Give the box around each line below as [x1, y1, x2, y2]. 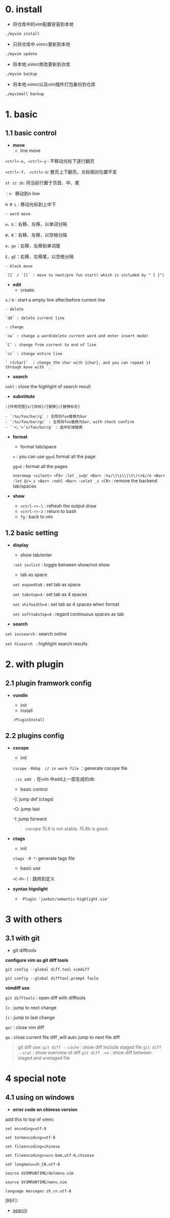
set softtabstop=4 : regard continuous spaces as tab [12, 611, 124, 617]
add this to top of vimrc [5, 1117, 54, 1123]
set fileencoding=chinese [5, 1144, 60, 1149]
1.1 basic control [5, 129, 57, 138]
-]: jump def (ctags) [12, 796, 54, 802]
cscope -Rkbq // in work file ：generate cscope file [12, 765, 128, 771]
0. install [5, 4, 42, 15]
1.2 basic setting [5, 528, 58, 537]
